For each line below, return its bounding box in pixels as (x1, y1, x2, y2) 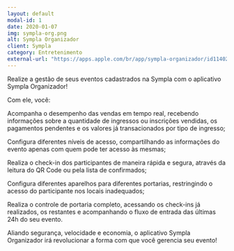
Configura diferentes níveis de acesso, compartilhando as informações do (7, 137, 220, 146)
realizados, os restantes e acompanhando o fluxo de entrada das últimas (7, 207, 216, 216)
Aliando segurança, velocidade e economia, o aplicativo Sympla (7, 228, 191, 237)
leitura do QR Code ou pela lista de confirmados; (7, 165, 147, 174)
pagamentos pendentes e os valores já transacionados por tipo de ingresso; (7, 123, 226, 132)
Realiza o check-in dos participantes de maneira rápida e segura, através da (7, 158, 226, 167)
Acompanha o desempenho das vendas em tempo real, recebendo (7, 109, 199, 117)
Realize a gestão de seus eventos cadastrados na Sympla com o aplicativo (7, 75, 221, 83)
